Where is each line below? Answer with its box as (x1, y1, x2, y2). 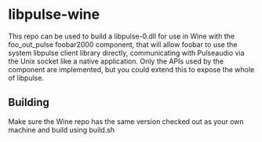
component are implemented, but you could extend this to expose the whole (8, 64, 255, 74)
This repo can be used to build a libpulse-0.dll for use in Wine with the (8, 31, 235, 41)
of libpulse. (8, 73, 45, 82)
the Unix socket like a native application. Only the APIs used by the (8, 56, 224, 66)
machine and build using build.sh (8, 125, 115, 134)
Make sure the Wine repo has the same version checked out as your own (8, 116, 245, 126)
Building (8, 96, 49, 109)
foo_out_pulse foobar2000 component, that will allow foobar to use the (8, 39, 238, 49)
